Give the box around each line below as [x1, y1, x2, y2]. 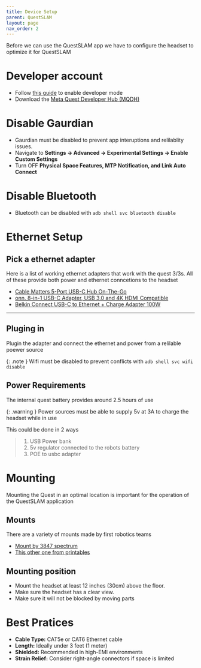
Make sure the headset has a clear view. [14, 589, 115, 596]
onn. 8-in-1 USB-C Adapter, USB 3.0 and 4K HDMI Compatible [14, 295, 169, 302]
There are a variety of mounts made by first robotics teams [6, 531, 151, 538]
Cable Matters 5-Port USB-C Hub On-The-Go [14, 288, 127, 295]
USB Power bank [29, 438, 72, 445]
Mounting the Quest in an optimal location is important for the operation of [6, 491, 190, 498]
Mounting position [6, 566, 77, 576]
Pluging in [6, 323, 45, 334]
